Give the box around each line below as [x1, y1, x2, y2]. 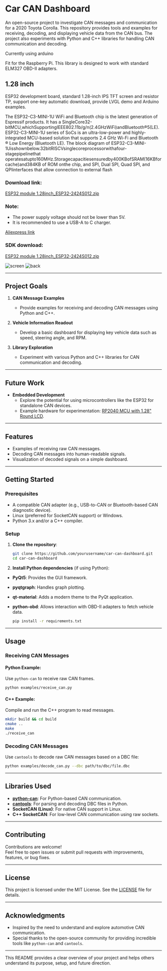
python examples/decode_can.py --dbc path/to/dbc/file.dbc [5, 764, 130, 769]
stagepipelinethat [5, 150, 41, 156]
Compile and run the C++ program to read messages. [5, 707, 115, 713]
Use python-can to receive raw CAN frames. [5, 676, 95, 682]
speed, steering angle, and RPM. [19, 335, 87, 341]
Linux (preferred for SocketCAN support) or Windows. [12, 512, 123, 518]
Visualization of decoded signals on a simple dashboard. [12, 456, 128, 462]
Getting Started [5, 475, 54, 484]
